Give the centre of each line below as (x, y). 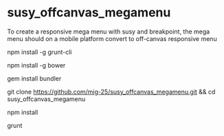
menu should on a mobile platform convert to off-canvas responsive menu (112, 38)
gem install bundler (34, 78)
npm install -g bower (36, 65)
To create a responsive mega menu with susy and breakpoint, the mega (109, 31)
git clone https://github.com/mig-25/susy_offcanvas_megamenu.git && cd (111, 92)
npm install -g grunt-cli (40, 52)
